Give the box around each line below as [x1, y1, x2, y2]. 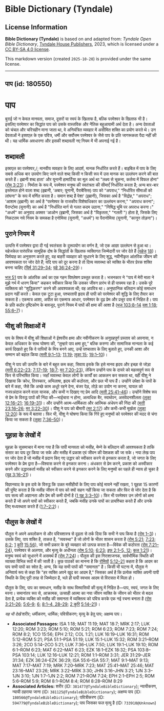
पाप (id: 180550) [5, 80, 52, 88]
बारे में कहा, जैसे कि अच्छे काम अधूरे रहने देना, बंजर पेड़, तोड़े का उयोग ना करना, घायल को [5, 383, 143, 389]
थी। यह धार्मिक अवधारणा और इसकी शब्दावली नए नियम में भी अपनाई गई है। [5, 138, 121, 144]
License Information [5, 23, 67, 31]
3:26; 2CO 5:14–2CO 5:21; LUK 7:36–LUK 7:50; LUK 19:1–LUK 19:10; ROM [12, 642, 159, 648]
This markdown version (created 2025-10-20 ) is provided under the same [5, 56, 151, 62]
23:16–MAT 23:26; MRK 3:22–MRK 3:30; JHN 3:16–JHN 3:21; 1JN [12, 668, 143, 674]
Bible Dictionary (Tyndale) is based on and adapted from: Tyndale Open [5, 36, 151, 42]
